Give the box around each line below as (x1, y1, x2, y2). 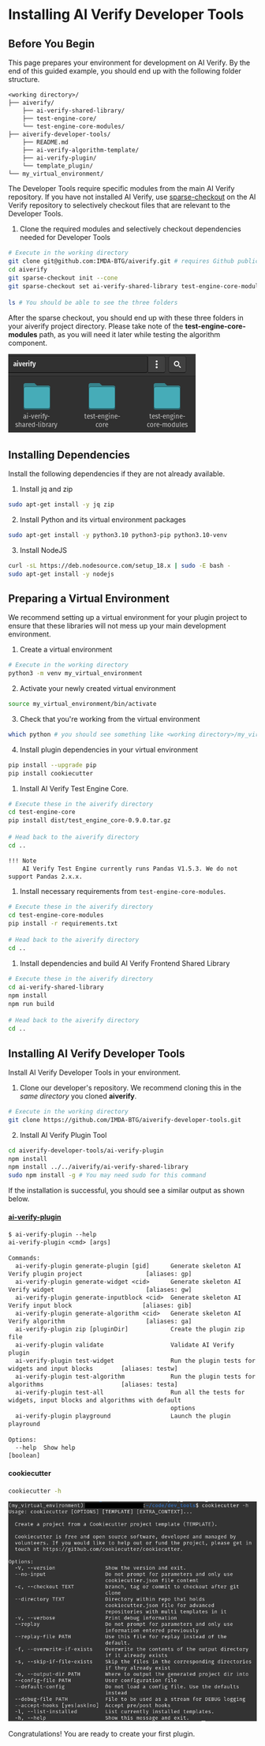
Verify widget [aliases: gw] (8, 1286, 192, 1294)
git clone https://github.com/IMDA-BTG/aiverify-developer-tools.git (8, 1116, 242, 1124)
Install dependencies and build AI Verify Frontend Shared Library (19, 959, 230, 968)
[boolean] (8, 1451, 41, 1460)
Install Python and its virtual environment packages (19, 515, 187, 524)
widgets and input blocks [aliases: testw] (8, 1365, 178, 1373)
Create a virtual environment (19, 645, 113, 655)
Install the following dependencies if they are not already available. (8, 468, 226, 479)
